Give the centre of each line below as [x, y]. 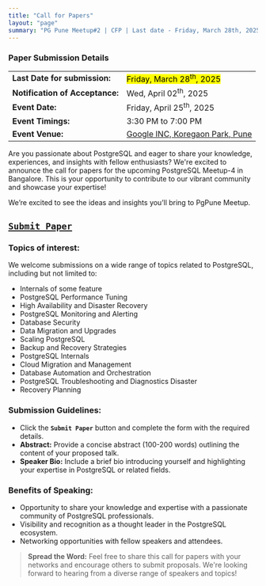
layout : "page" [33, 23]
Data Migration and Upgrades [68, 331]
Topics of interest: [44, 248]
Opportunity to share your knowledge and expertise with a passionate [133, 507]
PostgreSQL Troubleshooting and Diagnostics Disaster [108, 382]
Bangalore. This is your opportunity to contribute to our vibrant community [129, 178]
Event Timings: [41, 121]
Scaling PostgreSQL [52, 339]
